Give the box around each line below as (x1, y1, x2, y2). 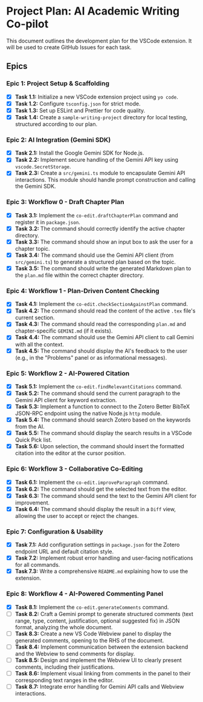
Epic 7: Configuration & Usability (6, 527, 104, 535)
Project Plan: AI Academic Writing (6, 4, 180, 18)
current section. (14, 314, 55, 322)
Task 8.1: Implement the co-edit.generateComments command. (14, 603, 169, 611)
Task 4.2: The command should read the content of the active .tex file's (14, 307, 196, 314)
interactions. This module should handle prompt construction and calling (14, 176, 196, 184)
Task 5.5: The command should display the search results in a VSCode (14, 429, 192, 437)
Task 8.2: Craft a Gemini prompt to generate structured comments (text (14, 610, 193, 617)
